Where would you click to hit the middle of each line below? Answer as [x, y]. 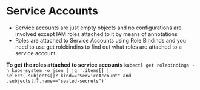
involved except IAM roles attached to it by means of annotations [96, 34]
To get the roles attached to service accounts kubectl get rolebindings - [101, 65]
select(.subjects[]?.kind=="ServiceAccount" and [69, 76]
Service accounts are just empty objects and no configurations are [98, 28]
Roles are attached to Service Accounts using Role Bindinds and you [101, 40]
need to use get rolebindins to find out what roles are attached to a [98, 47]
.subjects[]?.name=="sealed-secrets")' [57, 81]
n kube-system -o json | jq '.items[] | [58, 70]
